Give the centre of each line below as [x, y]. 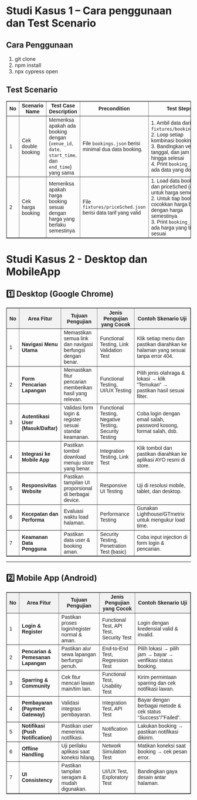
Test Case [63, 106]
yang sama [62, 172]
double [29, 146]
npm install [28, 65]
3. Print [159, 222]
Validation [111, 350]
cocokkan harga [169, 204]
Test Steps [179, 109]
